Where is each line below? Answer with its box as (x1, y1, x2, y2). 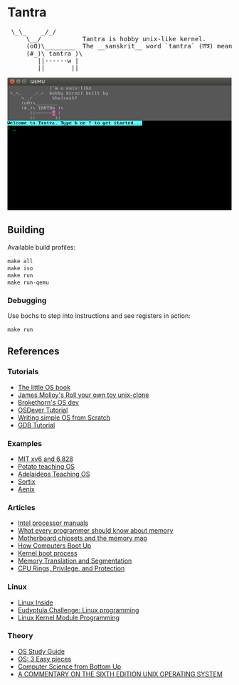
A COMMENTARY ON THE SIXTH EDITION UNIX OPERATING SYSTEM (17, 669, 223, 678)
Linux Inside (17, 598, 53, 607)
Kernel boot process (17, 549, 78, 558)
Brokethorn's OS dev (17, 398, 80, 406)
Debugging (7, 295, 47, 305)
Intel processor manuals (17, 519, 89, 527)
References (7, 346, 60, 358)
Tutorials (7, 367, 39, 377)
